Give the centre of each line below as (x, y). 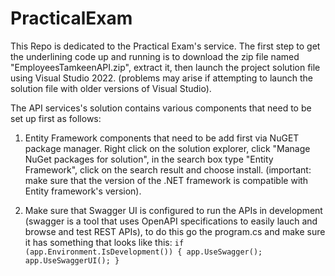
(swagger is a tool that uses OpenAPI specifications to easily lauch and (171, 221)
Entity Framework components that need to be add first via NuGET (162, 138)
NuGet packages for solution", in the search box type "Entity (149, 159)
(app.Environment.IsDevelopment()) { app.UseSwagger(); (143, 252)
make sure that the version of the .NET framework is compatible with (166, 180)
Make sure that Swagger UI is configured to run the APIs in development (173, 210)
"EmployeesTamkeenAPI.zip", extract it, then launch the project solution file (165, 67)
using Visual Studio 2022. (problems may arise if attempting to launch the (161, 78)
